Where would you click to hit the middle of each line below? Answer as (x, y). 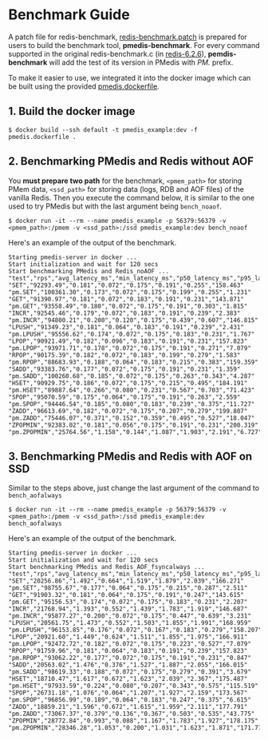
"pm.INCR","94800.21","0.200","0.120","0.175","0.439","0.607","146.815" (134, 320)
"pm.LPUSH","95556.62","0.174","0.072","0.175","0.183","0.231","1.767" (132, 334)
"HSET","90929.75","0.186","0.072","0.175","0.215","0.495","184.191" (128, 383)
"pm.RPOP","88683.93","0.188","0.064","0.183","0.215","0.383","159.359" (134, 362)
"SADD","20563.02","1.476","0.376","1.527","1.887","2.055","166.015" (128, 665)
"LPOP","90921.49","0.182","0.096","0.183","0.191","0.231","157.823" (128, 341)
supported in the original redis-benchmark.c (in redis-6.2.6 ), (107, 54)
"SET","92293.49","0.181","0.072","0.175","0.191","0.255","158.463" (126, 285)
